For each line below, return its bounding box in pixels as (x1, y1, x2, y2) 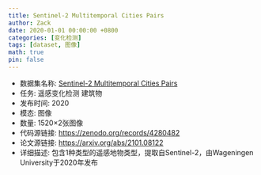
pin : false (8, 56, 44, 64)
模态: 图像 (19, 108, 52, 117)
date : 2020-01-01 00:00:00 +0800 (8, 26, 119, 34)
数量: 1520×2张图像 (19, 118, 83, 127)
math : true (8, 48, 44, 56)
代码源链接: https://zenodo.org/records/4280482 (19, 127, 180, 137)
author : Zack (8, 19, 51, 27)
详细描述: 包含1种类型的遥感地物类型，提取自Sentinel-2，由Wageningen (19, 147, 254, 157)
